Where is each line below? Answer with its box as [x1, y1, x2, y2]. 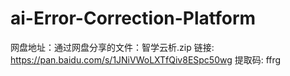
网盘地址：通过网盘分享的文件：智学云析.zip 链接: [10, 41, 215, 53]
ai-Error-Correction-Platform [10, 7, 257, 30]
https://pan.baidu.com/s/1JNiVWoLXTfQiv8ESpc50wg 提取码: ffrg [10, 53, 282, 66]
